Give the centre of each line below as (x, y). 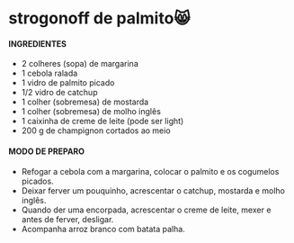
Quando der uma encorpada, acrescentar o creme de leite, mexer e (146, 210)
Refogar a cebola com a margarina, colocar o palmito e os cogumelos (150, 171)
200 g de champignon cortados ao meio (96, 130)
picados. (38, 181)
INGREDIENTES (38, 43)
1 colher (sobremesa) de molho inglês (91, 112)
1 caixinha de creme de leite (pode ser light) (102, 121)
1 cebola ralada (49, 73)
